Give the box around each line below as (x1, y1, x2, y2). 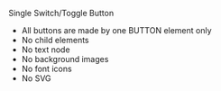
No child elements (21, 35, 89, 45)
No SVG (21, 73, 51, 84)
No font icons (21, 63, 73, 74)
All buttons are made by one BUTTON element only (21, 25, 213, 35)
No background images (21, 54, 109, 64)
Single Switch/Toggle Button (8, 8, 115, 18)
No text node (21, 44, 70, 55)
